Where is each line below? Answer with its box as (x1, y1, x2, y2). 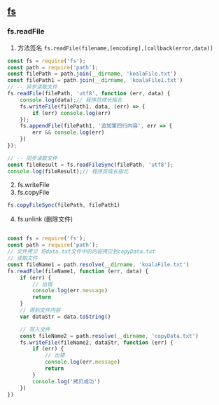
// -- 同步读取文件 (7, 154, 58, 162)
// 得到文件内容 (20, 307, 61, 314)
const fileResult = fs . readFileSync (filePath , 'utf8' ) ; (7, 161, 174, 168)
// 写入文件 (20, 326, 50, 333)
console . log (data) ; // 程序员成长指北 (20, 96, 122, 104)
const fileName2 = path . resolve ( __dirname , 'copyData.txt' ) (20, 332, 199, 339)
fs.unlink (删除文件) (17, 215, 73, 224)
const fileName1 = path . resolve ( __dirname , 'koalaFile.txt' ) (7, 261, 190, 268)
